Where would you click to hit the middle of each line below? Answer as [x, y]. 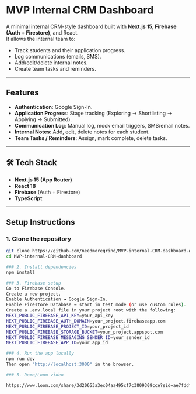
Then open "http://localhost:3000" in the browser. [70, 364]
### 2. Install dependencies [41, 267]
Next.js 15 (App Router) [43, 180]
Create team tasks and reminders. [55, 68]
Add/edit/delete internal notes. [51, 63]
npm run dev [20, 359]
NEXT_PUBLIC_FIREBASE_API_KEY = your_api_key [60, 316]
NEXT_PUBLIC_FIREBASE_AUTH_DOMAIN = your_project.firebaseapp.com [86, 321]
